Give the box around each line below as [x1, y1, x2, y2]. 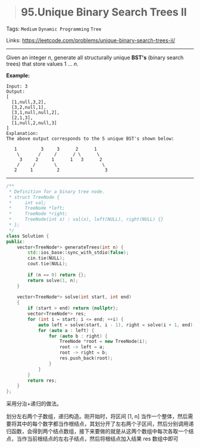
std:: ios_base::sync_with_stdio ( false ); [27, 250, 129, 256]
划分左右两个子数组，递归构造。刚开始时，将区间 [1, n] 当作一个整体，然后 [6, 413, 189, 420]
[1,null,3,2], [11, 99, 46, 105]
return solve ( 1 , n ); [27, 277, 79, 283]
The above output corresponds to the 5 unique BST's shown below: [6, 136, 174, 142]
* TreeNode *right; [8, 211, 68, 217]
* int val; [8, 200, 46, 205]
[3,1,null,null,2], [11, 109, 60, 115]
